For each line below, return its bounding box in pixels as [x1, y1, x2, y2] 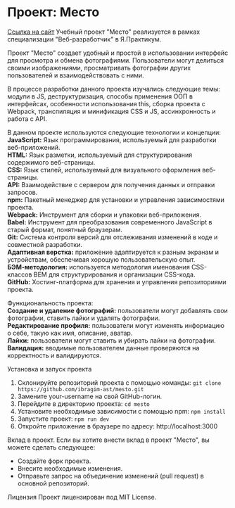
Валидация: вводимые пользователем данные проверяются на [7, 343, 200, 352]
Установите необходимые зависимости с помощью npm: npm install [17, 407, 227, 415]
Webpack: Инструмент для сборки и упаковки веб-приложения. [7, 210, 202, 219]
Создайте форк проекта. [17, 457, 91, 465]
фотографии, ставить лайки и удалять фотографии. [7, 314, 160, 322]
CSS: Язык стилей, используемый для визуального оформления [7, 165, 201, 174]
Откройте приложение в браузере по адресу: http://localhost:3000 [17, 421, 218, 430]
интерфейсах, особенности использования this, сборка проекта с [7, 99, 205, 108]
